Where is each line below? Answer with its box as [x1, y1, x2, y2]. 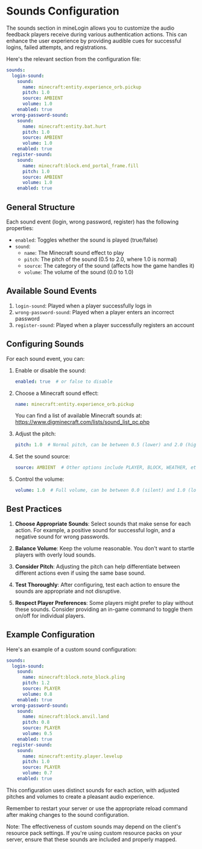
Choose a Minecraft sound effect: [14, 389, 99, 397]
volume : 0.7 [22, 770, 52, 776]
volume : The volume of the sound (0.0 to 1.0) [24, 268, 134, 276]
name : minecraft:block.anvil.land [22, 713, 110, 720]
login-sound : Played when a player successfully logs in [14, 302, 152, 309]
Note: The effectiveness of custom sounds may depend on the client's [6, 822, 181, 830]
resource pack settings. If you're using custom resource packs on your [6, 829, 183, 836]
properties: [6, 225, 34, 231]
